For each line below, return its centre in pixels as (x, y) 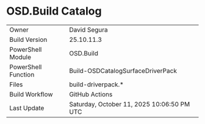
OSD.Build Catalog (54, 11)
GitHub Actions (91, 94)
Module (20, 57)
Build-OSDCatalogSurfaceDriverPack (123, 71)
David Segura (88, 30)
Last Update (27, 108)
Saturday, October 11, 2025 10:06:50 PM (130, 104)
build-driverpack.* (96, 84)
